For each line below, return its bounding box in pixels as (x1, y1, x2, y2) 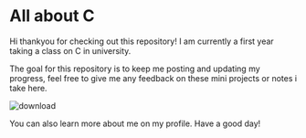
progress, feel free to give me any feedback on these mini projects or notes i (9, 72, 298, 83)
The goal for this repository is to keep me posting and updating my (9, 63, 260, 74)
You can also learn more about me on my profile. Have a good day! (9, 118, 261, 129)
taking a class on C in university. (9, 45, 132, 56)
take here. (9, 82, 47, 93)
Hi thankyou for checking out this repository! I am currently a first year (9, 36, 274, 47)
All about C (9, 5, 95, 27)
